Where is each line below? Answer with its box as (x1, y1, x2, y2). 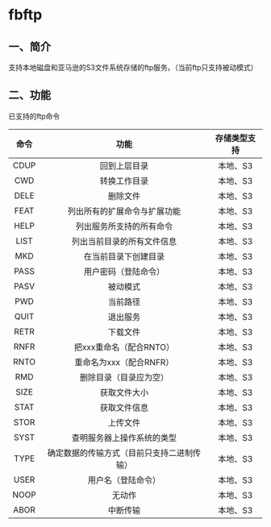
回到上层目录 (99, 160, 149, 171)
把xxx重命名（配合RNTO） (73, 341, 175, 352)
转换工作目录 (99, 175, 149, 186)
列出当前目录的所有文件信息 (71, 235, 177, 247)
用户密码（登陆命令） (83, 266, 165, 277)
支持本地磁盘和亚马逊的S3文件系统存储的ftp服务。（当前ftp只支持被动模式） (8, 63, 258, 72)
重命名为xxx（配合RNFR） (74, 356, 174, 367)
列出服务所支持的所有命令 (75, 220, 173, 231)
